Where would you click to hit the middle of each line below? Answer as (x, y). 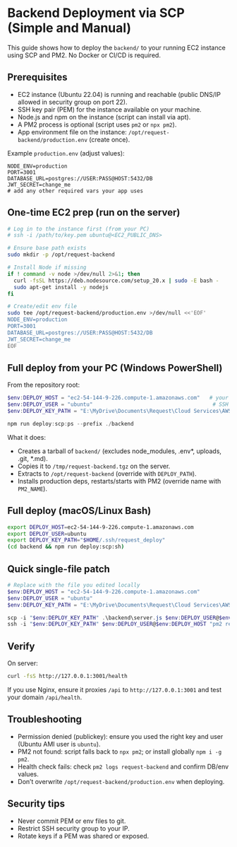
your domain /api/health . (45, 697)
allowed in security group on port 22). (72, 102)
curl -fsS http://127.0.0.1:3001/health (68, 677)
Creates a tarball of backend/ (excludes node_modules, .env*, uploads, (120, 451)
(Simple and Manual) (69, 28)
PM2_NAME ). (32, 489)
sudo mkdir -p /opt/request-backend (61, 255)
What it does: (26, 437)
